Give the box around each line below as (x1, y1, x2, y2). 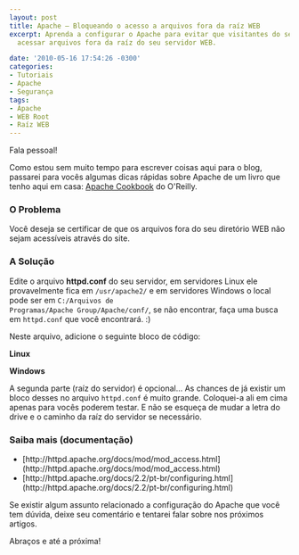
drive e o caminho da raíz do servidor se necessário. (9, 411, 202, 422)
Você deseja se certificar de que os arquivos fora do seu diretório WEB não (9, 224, 286, 235)
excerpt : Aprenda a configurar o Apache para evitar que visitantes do (9, 29, 280, 38)
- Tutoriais (9, 70, 53, 80)
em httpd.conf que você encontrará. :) (9, 313, 151, 324)
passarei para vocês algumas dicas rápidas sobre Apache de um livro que (9, 171, 280, 183)
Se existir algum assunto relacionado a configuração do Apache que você (9, 500, 280, 510)
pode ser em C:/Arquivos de (9, 294, 114, 305)
